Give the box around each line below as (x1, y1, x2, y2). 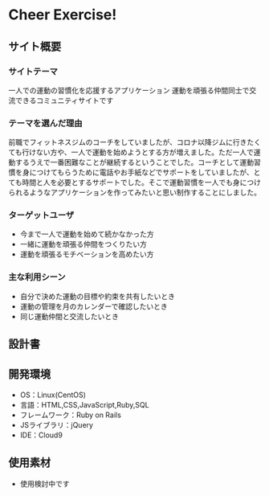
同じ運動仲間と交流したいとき (19, 311, 119, 321)
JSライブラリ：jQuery (19, 420, 94, 429)
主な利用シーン (8, 272, 66, 283)
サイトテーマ (8, 66, 59, 77)
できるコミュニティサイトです (14, 95, 114, 105)
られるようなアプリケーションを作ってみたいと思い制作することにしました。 (8, 187, 262, 198)
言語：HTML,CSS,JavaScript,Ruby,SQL (19, 400, 150, 409)
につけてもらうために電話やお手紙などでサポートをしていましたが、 (29, 167, 255, 178)
